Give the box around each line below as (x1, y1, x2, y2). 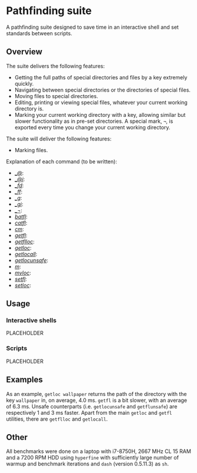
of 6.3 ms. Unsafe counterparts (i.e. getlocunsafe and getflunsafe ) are (6, 402, 178, 410)
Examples (6, 375, 43, 385)
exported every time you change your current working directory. (14, 123, 171, 130)
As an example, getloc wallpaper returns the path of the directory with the (6, 390, 187, 397)
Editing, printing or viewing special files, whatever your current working (14, 99, 188, 106)
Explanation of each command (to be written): (6, 157, 118, 165)
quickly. (14, 80, 34, 87)
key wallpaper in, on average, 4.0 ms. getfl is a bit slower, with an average (6, 397, 188, 404)
